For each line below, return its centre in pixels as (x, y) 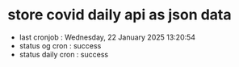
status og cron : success (60, 45)
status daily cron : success (64, 54)
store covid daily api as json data (119, 15)
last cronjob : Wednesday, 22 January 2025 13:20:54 (107, 37)
